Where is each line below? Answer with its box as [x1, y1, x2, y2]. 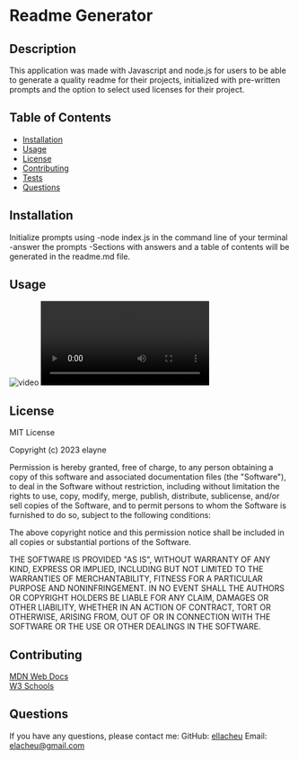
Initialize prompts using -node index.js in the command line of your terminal [9, 231, 288, 243]
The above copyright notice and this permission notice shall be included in [9, 527, 285, 538]
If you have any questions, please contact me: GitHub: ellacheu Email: [9, 730, 267, 741]
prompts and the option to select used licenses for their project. [9, 85, 245, 94]
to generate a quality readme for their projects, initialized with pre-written [9, 75, 281, 85]
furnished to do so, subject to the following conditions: [9, 510, 211, 521]
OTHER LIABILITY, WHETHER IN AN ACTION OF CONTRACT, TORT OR [9, 602, 271, 612]
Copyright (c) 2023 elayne [9, 444, 107, 455]
